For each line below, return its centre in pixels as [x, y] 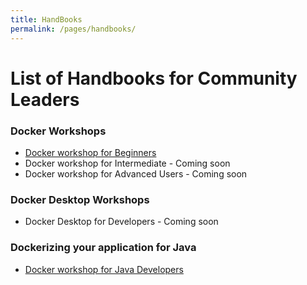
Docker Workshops [58, 131]
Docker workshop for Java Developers [104, 269]
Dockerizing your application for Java [103, 248]
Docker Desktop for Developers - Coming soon [121, 222]
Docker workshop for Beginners [90, 152]
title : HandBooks [46, 19]
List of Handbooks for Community [154, 78]
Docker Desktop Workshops [80, 199]
